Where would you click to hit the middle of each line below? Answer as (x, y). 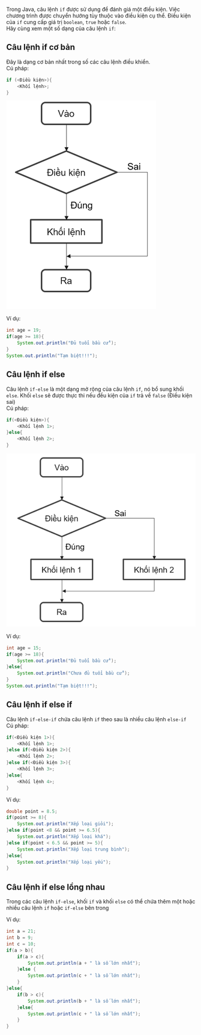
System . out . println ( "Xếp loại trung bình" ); (73, 849)
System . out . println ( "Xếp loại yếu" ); (64, 862)
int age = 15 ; (24, 648)
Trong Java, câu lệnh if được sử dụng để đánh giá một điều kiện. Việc (93, 9)
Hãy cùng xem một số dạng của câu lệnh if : (61, 28)
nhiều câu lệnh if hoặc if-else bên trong (58, 908)
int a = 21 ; (21, 932)
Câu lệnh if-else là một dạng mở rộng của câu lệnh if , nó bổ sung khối (95, 389)
